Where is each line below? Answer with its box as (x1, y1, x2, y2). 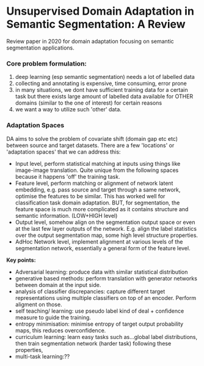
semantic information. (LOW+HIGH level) (15, 212, 118, 219)
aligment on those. (15, 301, 62, 308)
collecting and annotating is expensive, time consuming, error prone (15, 80, 188, 87)
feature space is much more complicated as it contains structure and (15, 205, 189, 212)
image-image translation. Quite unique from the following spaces (15, 166, 179, 174)
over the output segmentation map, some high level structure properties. (15, 231, 199, 239)
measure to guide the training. (15, 313, 92, 321)
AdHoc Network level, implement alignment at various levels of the (15, 237, 183, 245)
